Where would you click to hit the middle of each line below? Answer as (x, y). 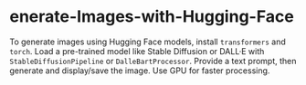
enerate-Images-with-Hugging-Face (152, 17)
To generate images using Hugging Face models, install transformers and (148, 42)
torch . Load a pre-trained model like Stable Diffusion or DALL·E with (137, 51)
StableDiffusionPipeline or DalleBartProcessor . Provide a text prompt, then (153, 61)
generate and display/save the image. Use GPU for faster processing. (140, 71)
